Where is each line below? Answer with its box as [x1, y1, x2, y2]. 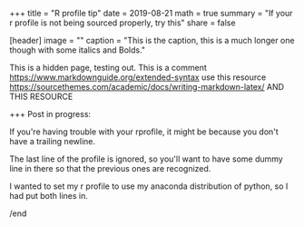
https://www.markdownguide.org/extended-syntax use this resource [9, 72, 267, 83]
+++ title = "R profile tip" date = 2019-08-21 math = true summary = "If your [9, 8, 293, 18]
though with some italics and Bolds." [9, 44, 146, 55]
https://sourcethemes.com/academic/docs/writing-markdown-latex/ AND [9, 82, 284, 92]
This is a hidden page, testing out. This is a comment [9, 63, 207, 73]
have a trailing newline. [9, 136, 95, 146]
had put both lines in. [9, 191, 89, 201]
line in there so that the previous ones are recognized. [9, 163, 211, 173]
